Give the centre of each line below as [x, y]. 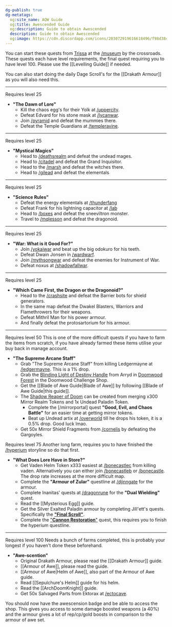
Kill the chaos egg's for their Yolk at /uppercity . [70, 109]
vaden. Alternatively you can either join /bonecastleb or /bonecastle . [93, 471]
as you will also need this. [33, 79]
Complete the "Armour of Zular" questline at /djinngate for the [87, 481]
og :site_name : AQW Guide [36, 19]
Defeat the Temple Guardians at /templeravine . [70, 126]
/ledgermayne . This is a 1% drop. [55, 369]
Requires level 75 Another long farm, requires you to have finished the [79, 444]
